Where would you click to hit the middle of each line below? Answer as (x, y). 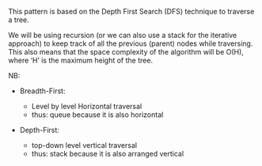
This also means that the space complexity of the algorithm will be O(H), (126, 52)
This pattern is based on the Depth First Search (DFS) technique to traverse (131, 11)
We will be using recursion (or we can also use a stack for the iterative (123, 35)
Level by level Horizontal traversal (87, 106)
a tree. (19, 20)
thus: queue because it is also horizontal (97, 115)
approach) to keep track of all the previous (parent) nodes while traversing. (131, 43)
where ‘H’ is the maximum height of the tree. (80, 60)
